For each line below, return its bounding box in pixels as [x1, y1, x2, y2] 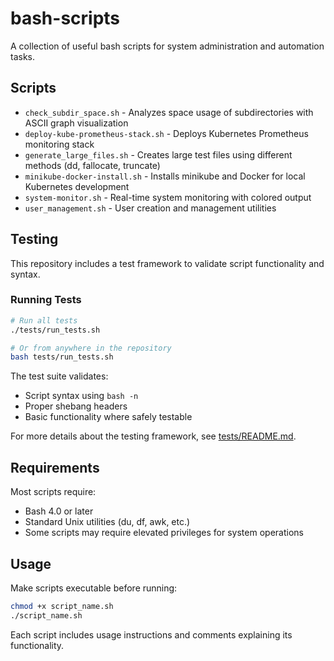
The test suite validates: [10, 370, 109, 382]
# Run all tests [10, 315, 78, 326]
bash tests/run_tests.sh [10, 352, 114, 362]
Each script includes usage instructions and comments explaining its [10, 628, 293, 641]
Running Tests [10, 293, 82, 307]
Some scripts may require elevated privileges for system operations [24, 527, 304, 539]
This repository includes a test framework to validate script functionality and [10, 257, 325, 269]
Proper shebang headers [24, 400, 128, 412]
